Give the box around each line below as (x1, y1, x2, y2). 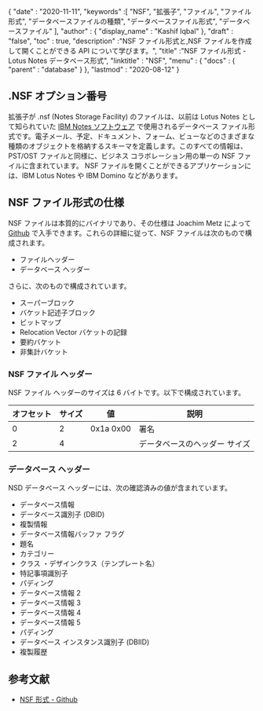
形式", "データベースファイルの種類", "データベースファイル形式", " (8, 16, 223, 26)
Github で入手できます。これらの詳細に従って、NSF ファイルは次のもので (8, 228, 246, 237)
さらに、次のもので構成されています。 (8, 281, 131, 291)
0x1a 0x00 (89, 423, 132, 434)
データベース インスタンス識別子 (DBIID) (19, 637, 150, 647)
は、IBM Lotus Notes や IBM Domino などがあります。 (8, 170, 182, 180)
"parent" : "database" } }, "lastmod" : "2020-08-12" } (8, 65, 180, 74)
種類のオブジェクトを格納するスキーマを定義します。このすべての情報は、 (8, 141, 248, 151)
